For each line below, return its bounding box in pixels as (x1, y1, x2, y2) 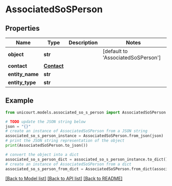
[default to (102, 48, 128, 55)
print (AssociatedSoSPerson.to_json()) (5, 143, 88, 148)
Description (68, 39, 98, 46)
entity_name (8, 71, 39, 78)
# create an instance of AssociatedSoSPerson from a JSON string (5, 129, 147, 134)
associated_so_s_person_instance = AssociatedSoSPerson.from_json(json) (5, 133, 164, 138)
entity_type (8, 79, 36, 86)
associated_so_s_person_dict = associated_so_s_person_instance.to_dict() (5, 157, 168, 162)
